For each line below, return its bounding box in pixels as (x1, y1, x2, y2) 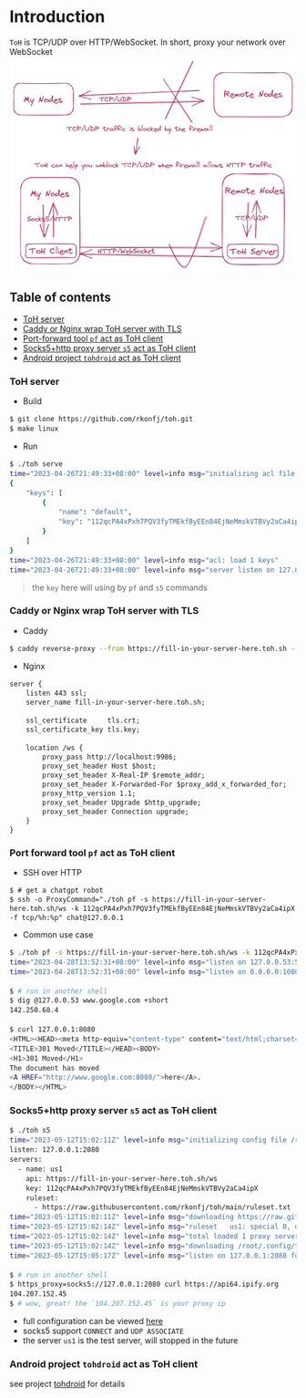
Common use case (22, 929, 94, 940)
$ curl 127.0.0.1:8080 (9, 1025, 96, 1034)
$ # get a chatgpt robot (9, 886, 104, 896)
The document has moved (9, 1063, 100, 1072)
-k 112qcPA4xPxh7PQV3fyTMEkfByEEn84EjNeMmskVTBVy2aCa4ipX (70, 905, 296, 914)
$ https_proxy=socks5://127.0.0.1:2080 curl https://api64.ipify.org (9, 1279, 280, 1289)
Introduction (9, 6, 106, 27)
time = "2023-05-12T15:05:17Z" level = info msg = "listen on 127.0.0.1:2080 (9, 1251, 287, 1260)
